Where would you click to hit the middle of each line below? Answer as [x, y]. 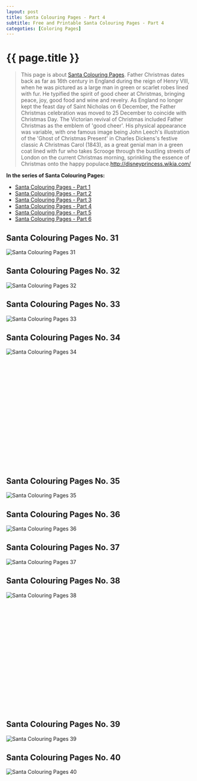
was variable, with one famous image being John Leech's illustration [105, 132]
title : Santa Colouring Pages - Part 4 [56, 17]
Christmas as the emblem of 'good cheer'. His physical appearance [104, 126]
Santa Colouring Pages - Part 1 [53, 187]
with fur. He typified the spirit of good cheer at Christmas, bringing [103, 94]
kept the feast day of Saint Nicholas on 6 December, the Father [98, 107]
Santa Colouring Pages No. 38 [63, 581]
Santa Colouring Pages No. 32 [63, 271]
